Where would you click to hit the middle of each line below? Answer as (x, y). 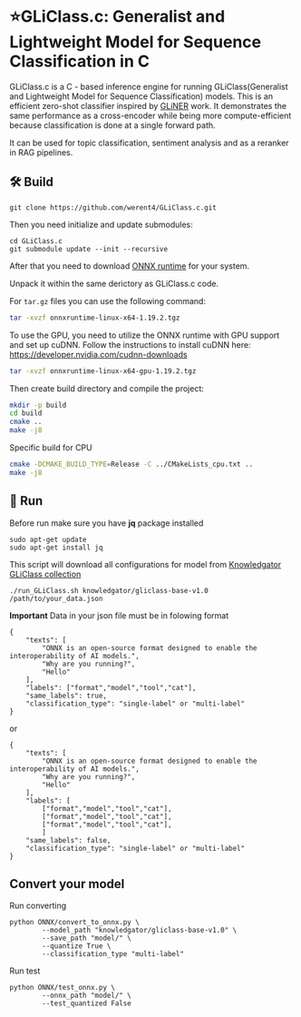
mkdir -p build (38, 405)
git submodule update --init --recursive (89, 249)
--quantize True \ (77, 946)
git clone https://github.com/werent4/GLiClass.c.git (113, 207)
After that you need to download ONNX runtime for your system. (130, 266)
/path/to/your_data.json (56, 598)
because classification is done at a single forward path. (112, 125)
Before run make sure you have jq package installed (107, 523)
